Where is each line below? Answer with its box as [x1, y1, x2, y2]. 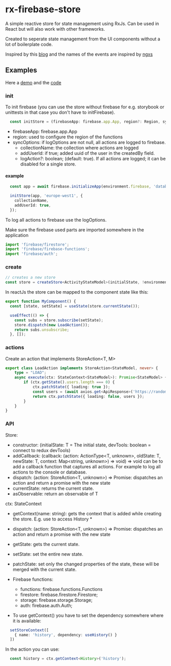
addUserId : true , [14, 203, 51, 208]
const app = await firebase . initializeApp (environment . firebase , [10, 184, 152, 189]
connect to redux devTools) [12, 447, 71, 453]
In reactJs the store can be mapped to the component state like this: [5, 289, 149, 295]
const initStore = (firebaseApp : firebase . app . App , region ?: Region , [10, 119, 160, 125]
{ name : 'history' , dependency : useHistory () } [14, 632, 117, 637]
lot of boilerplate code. [5, 41, 53, 47]
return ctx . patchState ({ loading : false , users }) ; [32, 394, 145, 399]
